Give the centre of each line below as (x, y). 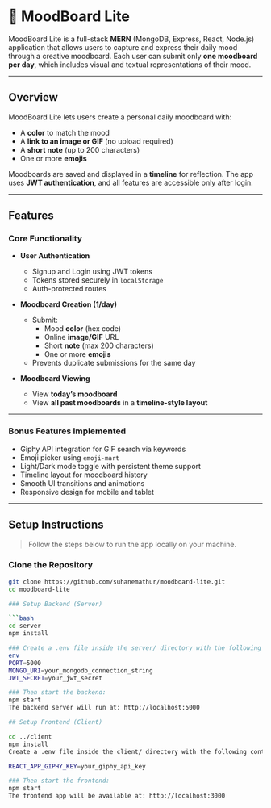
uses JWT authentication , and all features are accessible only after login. (131, 182)
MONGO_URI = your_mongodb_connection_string (81, 670)
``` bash (21, 618)
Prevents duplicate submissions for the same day (114, 363)
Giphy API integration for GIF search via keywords (103, 449)
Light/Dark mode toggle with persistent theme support (110, 466)
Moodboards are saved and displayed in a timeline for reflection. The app (131, 174)
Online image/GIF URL (81, 337)
